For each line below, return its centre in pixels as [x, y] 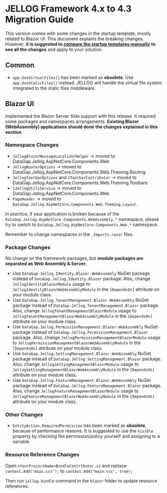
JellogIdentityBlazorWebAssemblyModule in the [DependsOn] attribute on [86, 289]
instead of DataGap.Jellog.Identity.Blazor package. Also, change [81, 279]
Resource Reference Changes [42, 455]
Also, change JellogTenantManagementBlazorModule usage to [74, 311]
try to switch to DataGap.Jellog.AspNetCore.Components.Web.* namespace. [82, 224]
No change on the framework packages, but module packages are [74, 258]
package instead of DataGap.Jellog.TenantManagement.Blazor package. [86, 305]
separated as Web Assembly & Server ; [46, 264]
